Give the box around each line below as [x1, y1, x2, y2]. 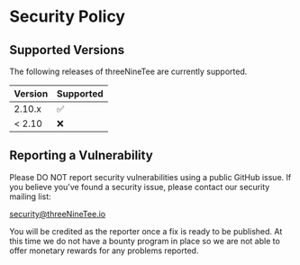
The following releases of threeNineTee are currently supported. [9, 66, 248, 77]
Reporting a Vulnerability [9, 148, 153, 163]
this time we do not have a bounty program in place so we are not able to [9, 235, 281, 246]
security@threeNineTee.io [9, 208, 106, 219]
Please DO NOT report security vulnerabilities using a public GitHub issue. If [9, 171, 292, 182]
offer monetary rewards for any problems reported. [9, 245, 199, 256]
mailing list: [9, 191, 51, 202]
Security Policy [9, 6, 126, 27]
